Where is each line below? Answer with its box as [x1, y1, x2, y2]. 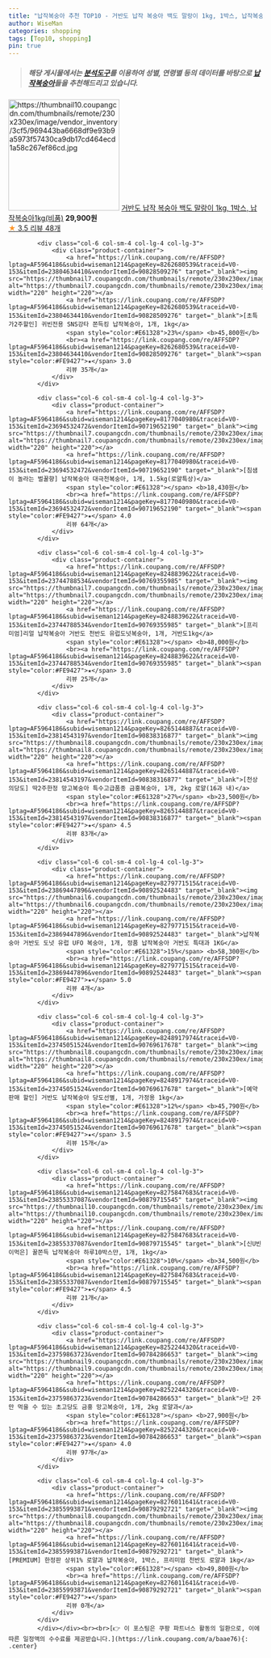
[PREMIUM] [8, 1556, 42, 1565]
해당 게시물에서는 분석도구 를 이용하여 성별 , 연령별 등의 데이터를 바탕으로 [27, 68, 252, 78]
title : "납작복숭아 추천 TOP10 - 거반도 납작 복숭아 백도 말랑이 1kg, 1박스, [8, 11, 239, 20]
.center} [8, 1643, 38, 1651]
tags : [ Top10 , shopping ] [8, 34, 92, 43]
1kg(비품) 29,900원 [34, 214, 98, 223]
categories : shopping [8, 27, 81, 35]
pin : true [8, 42, 42, 50]
